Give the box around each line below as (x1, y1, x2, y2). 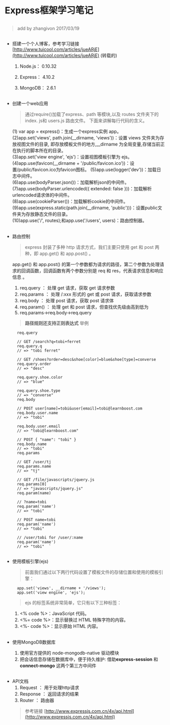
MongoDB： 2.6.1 (19, 84, 56, 91)
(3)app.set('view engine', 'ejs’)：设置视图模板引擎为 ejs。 (12, 154, 132, 160)
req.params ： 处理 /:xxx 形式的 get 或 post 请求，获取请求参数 (19, 291, 152, 297)
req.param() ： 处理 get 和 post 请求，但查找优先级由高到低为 (19, 304, 149, 310)
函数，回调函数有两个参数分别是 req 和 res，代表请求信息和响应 (30, 268, 163, 274)
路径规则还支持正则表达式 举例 (24, 320, 89, 326)
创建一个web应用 (12, 100, 48, 107)
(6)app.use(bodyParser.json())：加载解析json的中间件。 (12, 179, 129, 186)
